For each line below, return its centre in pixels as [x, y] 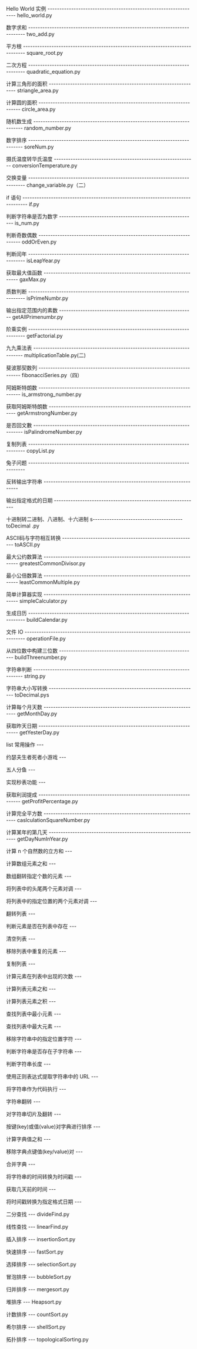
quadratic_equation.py [53, 72]
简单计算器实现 [24, 594]
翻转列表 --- [21, 913]
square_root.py [45, 53]
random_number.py [48, 128]
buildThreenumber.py [41, 657]
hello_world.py [34, 15]
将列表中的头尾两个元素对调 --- [44, 888]
